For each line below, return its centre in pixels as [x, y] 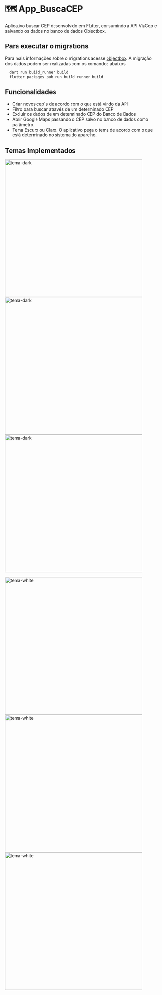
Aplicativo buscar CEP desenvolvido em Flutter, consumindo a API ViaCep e [81, 26]
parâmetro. [23, 125]
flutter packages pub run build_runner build [56, 77]
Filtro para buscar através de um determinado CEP [63, 109]
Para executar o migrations [47, 46]
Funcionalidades [31, 92]
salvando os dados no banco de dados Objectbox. [55, 31]
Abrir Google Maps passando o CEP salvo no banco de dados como [80, 119]
